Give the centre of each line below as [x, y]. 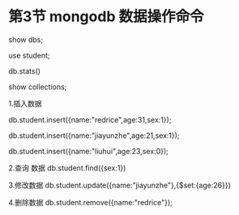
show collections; [38, 87]
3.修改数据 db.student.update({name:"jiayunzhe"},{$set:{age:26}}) [119, 185]
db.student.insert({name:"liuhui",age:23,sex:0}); [88, 151]
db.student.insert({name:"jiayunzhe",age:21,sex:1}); [94, 135]
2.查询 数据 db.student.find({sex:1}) [67, 168]
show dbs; [26, 39]
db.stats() [25, 71]
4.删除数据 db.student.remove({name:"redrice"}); [90, 202]
